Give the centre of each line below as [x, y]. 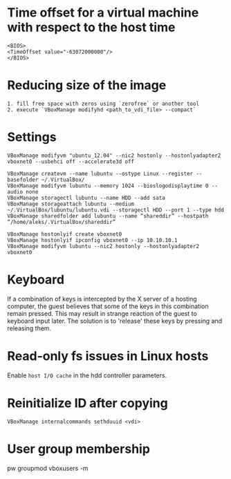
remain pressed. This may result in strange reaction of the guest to [102, 313]
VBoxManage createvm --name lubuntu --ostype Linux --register [100, 173]
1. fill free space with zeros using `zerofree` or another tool [103, 104]
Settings [32, 137]
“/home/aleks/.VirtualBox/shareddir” [62, 222]
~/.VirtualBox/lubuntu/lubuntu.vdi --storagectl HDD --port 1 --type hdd [116, 210]
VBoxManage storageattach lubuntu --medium [71, 204]
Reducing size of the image [87, 85]
